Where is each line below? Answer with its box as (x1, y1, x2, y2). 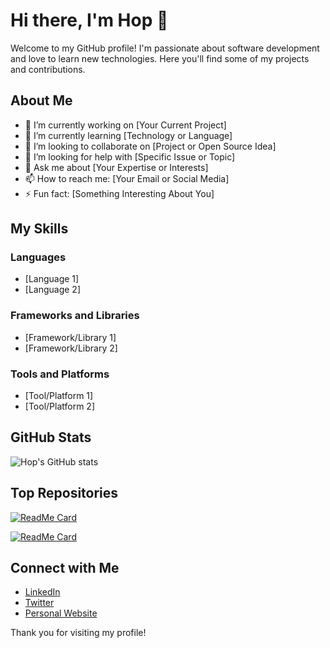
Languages (10, 250, 67, 264)
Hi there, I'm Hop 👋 (10, 9, 169, 32)
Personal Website (24, 607, 98, 619)
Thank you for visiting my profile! (10, 627, 147, 639)
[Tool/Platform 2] (24, 400, 96, 413)
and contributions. (10, 63, 86, 75)
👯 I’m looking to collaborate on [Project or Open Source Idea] (24, 140, 277, 152)
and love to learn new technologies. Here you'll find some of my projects (10, 52, 310, 64)
